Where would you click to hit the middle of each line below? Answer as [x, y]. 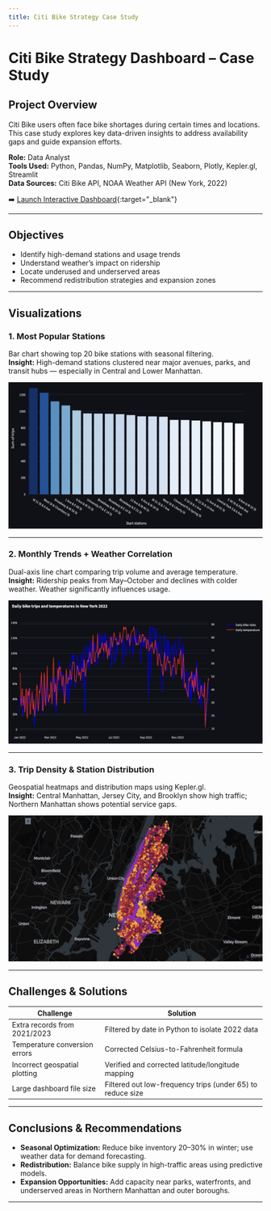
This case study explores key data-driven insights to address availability [128, 132]
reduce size [124, 1093]
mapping [119, 1073]
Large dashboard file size [54, 1089]
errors [22, 1053]
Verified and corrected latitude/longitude [172, 1064]
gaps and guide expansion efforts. [65, 141]
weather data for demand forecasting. [83, 1156]
